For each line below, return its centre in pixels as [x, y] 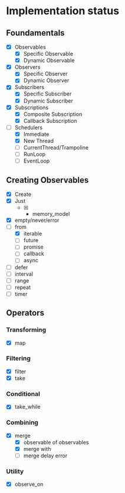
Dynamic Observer [46, 81]
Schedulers [29, 127]
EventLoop [37, 161]
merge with [37, 449]
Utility [15, 471]
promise [33, 247]
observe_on [29, 484]
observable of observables [56, 442]
